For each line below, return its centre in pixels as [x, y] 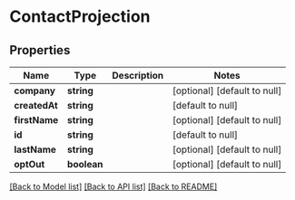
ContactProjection [80, 17]
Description [138, 76]
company [35, 90]
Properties [40, 50]
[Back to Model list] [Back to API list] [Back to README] [113, 186]
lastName [35, 149]
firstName [36, 120]
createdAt [36, 105]
